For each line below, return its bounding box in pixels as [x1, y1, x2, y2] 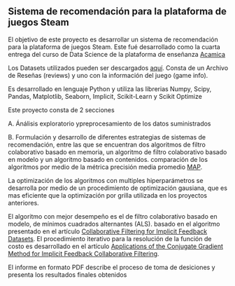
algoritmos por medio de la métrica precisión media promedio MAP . [8, 163, 203, 171]
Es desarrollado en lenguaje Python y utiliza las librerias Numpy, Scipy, [8, 84, 212, 93]
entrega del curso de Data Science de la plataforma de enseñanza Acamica [8, 50, 226, 58]
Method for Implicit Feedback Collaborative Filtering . [8, 249, 159, 258]
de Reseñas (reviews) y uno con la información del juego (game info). [8, 71, 208, 79]
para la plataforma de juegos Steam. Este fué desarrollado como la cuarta [8, 42, 221, 51]
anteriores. [8, 198, 39, 207]
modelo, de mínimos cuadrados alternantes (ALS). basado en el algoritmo [8, 219, 220, 228]
